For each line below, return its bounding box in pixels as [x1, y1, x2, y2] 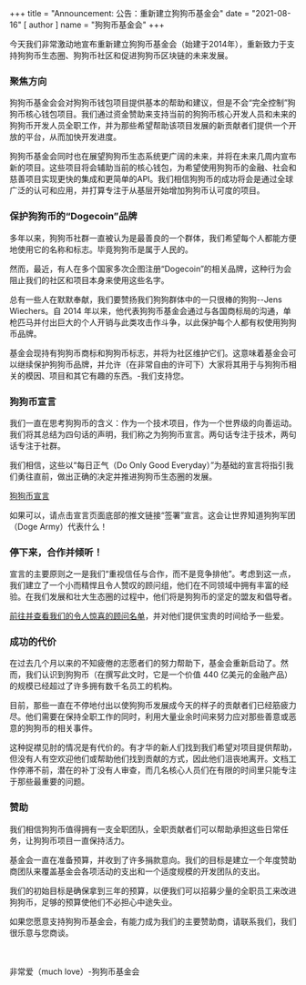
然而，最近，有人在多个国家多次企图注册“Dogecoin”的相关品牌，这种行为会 [9, 263, 292, 274]
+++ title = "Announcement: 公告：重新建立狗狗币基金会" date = [9, 8, 250, 18]
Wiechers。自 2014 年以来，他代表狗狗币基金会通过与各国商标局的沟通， [9, 305, 284, 316]
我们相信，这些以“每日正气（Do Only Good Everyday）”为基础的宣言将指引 [9, 459, 287, 471]
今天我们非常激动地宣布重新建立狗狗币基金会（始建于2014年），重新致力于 [9, 39, 288, 49]
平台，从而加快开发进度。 [25, 131, 121, 143]
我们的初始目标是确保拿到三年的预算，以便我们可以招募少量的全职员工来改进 [9, 885, 297, 896]
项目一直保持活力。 [56, 835, 129, 846]
